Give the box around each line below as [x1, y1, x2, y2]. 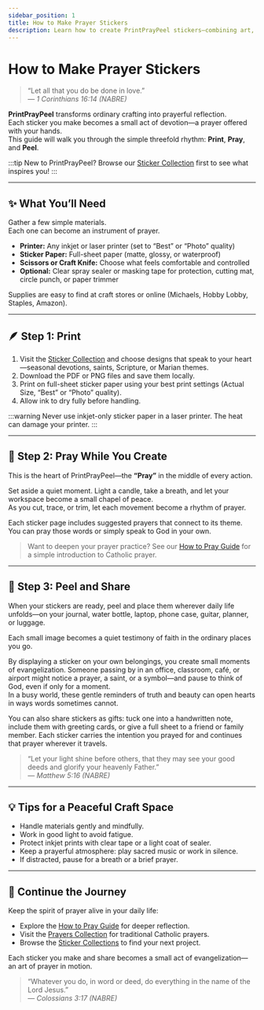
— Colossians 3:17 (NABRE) [27, 993, 118, 1003]
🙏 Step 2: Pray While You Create [8, 450, 167, 463]
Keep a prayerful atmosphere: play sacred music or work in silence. [19, 846, 238, 856]
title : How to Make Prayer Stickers [8, 19, 128, 27]
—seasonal [19, 363, 57, 372]
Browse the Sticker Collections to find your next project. [19, 938, 201, 948]
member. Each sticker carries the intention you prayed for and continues [8, 730, 242, 739]
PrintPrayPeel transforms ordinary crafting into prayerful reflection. [8, 109, 227, 119]
